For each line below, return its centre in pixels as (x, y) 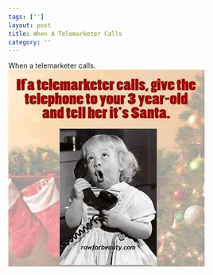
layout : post (30, 25)
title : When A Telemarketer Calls (66, 33)
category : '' (30, 42)
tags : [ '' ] (26, 17)
